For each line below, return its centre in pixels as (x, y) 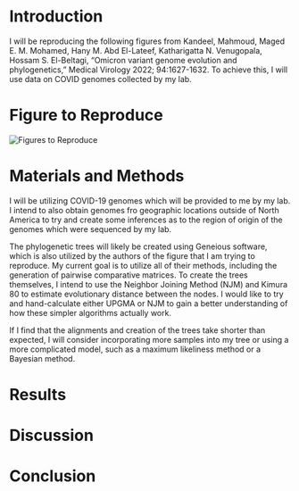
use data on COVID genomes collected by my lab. (100, 79)
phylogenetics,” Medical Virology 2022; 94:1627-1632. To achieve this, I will (149, 70)
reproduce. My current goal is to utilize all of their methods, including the (143, 265)
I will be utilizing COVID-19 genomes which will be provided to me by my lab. (150, 200)
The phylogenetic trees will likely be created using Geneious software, (138, 246)
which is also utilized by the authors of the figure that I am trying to (133, 255)
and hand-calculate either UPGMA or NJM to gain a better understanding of (149, 303)
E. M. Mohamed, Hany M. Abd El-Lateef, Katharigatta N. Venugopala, (136, 50)
